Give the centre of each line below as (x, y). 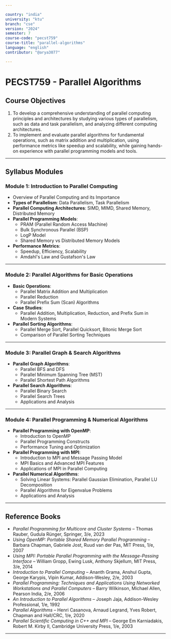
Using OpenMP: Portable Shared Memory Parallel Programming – (81, 540)
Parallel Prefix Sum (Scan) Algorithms (60, 302)
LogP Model (33, 235)
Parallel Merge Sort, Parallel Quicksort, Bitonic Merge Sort (81, 329)
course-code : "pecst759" (32, 38)
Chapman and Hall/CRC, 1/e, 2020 (49, 616)
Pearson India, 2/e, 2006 (39, 594)
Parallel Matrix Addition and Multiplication (64, 291)
